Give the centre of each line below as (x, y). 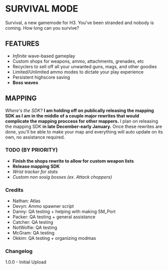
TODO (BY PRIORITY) (32, 150)
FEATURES (22, 44)
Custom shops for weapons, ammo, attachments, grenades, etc (78, 61)
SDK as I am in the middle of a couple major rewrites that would (72, 115)
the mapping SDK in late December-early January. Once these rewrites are (84, 126)
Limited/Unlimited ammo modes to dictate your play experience (78, 72)
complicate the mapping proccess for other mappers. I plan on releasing (81, 121)
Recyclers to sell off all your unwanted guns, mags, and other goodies (85, 66)
